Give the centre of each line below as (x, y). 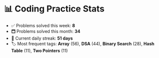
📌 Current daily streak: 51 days (42, 38)
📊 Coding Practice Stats (54, 9)
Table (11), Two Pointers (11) (39, 50)
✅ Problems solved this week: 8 (43, 25)
